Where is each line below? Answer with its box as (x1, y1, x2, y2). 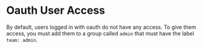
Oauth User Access (6, 4, 106, 17)
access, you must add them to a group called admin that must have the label (6, 29, 194, 37)
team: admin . (6, 36, 38, 43)
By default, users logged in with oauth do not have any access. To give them (6, 23, 197, 31)
